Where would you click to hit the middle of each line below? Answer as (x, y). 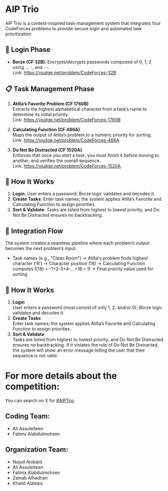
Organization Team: (37, 449)
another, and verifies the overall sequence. (57, 160)
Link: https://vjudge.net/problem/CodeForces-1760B (66, 120)
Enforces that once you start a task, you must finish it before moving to (86, 155)
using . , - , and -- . (31, 67)
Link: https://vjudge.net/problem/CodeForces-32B (64, 72)
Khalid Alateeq (27, 483)
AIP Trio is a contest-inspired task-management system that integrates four (83, 23)
